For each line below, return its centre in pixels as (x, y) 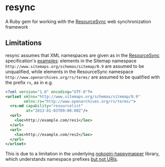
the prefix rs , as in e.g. (29, 82)
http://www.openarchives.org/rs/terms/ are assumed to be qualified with (82, 77)
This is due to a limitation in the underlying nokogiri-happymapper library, (82, 154)
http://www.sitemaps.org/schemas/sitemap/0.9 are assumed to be (75, 66)
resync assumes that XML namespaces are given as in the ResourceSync (82, 55)
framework (17, 27)
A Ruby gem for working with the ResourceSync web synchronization (78, 21)
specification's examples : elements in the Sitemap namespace (71, 61)
